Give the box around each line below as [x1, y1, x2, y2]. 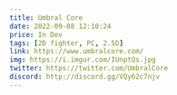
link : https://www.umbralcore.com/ [9, 47, 144, 56]
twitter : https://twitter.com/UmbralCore [9, 64, 169, 73]
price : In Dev [9, 30, 64, 39]
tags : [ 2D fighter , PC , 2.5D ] [9, 38, 124, 48]
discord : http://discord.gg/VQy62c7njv [9, 72, 161, 81]
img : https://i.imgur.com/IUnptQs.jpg [9, 55, 156, 64]
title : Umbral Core [9, 13, 84, 23]
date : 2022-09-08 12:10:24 [9, 22, 112, 31]
